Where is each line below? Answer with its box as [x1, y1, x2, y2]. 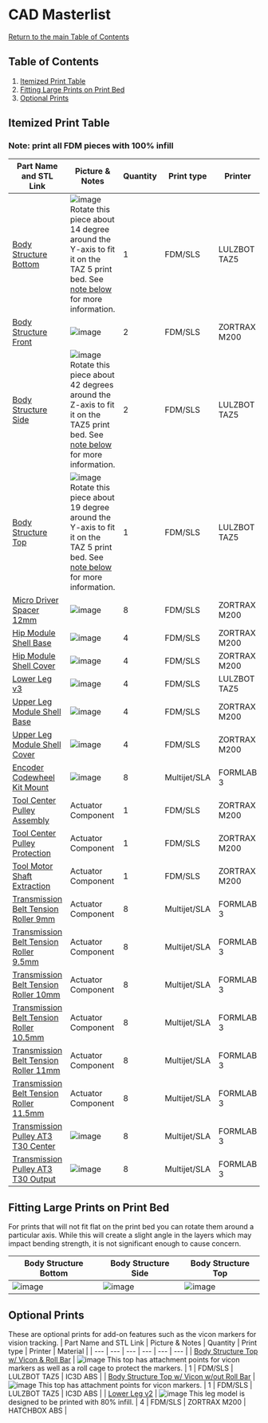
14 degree [70, 224, 110, 235]
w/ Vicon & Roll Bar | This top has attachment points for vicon [8, 1355, 240, 1365]
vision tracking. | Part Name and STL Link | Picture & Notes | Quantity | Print [8, 1338, 258, 1348]
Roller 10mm [12, 989, 61, 1000]
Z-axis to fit [70, 399, 115, 411]
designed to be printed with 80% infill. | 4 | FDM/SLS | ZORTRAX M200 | [8, 1397, 246, 1407]
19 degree [70, 502, 110, 513]
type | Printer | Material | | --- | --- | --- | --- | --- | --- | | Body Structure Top [8, 1346, 258, 1356]
